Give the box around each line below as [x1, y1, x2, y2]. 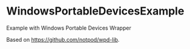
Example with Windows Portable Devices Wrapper [6, 24, 131, 31]
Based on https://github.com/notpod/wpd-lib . [6, 36, 120, 43]
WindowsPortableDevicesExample [6, 4, 185, 18]
